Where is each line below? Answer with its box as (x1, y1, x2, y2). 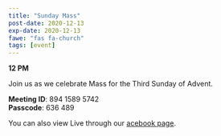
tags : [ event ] (8, 42, 56, 50)
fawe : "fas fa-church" (8, 34, 84, 42)
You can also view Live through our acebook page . (8, 118, 177, 128)
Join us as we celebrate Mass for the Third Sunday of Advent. (8, 79, 213, 89)
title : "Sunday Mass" (8, 11, 81, 20)
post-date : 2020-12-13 (8, 19, 84, 27)
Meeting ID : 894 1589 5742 (8, 94, 100, 104)
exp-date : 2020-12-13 (8, 26, 81, 34)
